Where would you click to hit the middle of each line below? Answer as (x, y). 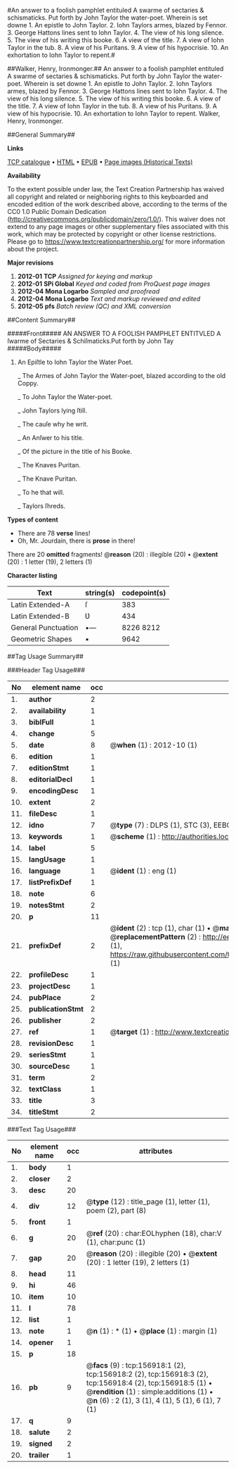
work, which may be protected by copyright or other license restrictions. (112, 234)
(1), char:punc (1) (116, 1242)
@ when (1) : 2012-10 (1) (154, 745)
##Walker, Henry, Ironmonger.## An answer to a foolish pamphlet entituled (116, 69)
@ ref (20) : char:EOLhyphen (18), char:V (155, 1233)
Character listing (32, 575)
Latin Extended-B (40, 616)
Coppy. (28, 383)
